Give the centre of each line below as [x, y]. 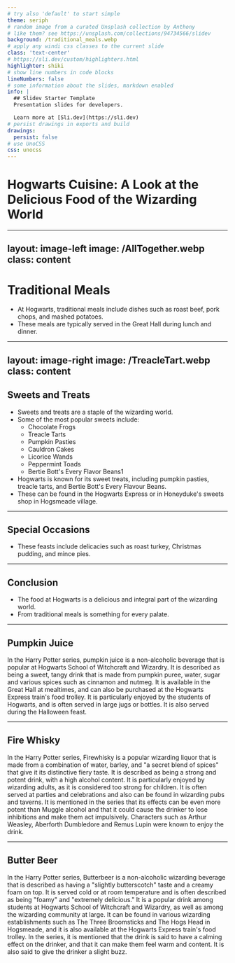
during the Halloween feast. [47, 712]
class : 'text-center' [39, 53]
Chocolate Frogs [51, 427]
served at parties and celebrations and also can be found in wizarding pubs [116, 794]
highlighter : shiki [36, 66]
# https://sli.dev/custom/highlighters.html [73, 60]
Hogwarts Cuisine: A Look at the [103, 185]
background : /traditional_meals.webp [62, 40]
